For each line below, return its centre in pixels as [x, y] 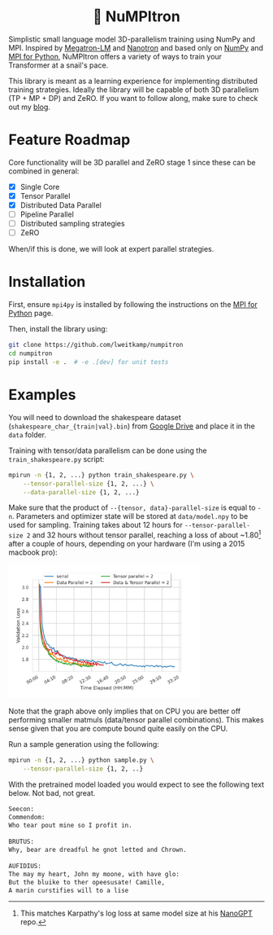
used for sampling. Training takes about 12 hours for [95, 525]
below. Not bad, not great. [52, 793]
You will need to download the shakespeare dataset [95, 417]
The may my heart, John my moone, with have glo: [94, 875]
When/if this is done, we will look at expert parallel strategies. [111, 249]
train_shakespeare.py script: [56, 459]
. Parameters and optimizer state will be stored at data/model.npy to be [130, 516]
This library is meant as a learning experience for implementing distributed [133, 81]
